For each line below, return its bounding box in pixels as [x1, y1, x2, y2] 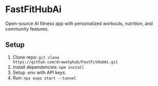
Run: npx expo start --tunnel [12, 75, 76, 81]
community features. [5, 25, 49, 32]
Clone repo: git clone [12, 54, 60, 60]
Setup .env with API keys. [12, 69, 66, 75]
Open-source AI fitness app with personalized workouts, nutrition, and [5, 20, 153, 26]
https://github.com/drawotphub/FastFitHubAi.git [12, 60, 118, 65]
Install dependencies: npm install [12, 64, 84, 70]
